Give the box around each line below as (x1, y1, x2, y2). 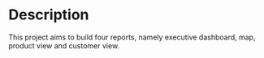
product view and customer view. (8, 40, 120, 50)
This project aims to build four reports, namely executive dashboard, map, (8, 32, 256, 42)
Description (8, 6, 89, 24)
